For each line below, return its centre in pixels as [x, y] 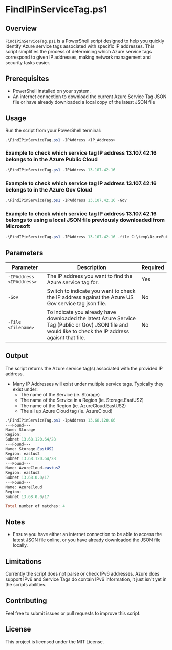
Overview [21, 28]
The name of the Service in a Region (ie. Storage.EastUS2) [82, 400]
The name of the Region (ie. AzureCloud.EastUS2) [73, 405]
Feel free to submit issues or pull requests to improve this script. [73, 613]
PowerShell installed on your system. [52, 91]
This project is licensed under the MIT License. [55, 642]
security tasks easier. [28, 62]
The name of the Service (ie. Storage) [60, 394]
